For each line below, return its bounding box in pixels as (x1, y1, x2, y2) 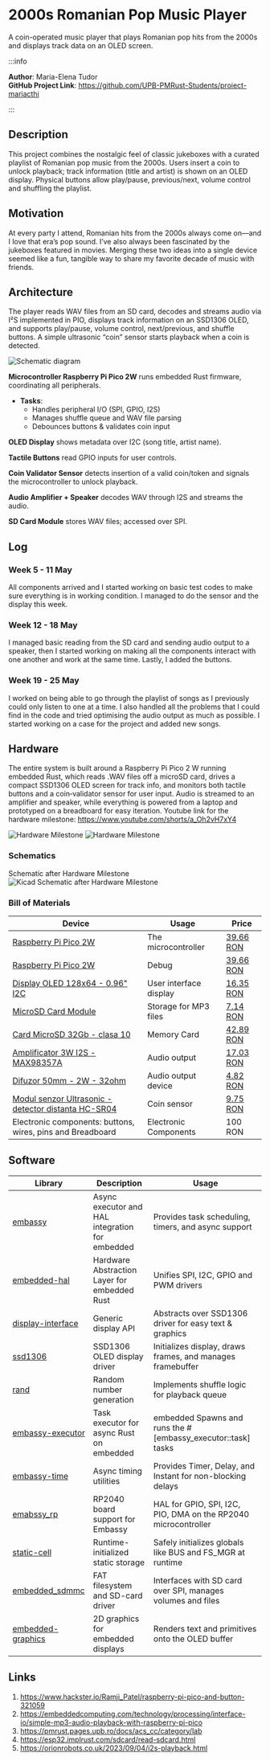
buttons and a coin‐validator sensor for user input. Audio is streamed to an (8, 789, 255, 799)
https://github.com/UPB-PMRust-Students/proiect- (78, 80, 247, 90)
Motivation (8, 207, 64, 220)
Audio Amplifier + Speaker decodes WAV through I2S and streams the (8, 493, 243, 502)
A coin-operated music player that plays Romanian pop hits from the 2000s (8, 32, 258, 42)
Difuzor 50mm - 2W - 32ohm (12, 1075, 126, 1087)
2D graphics (92, 1613, 140, 1624)
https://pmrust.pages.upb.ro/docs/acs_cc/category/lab (19, 1726, 202, 1735)
